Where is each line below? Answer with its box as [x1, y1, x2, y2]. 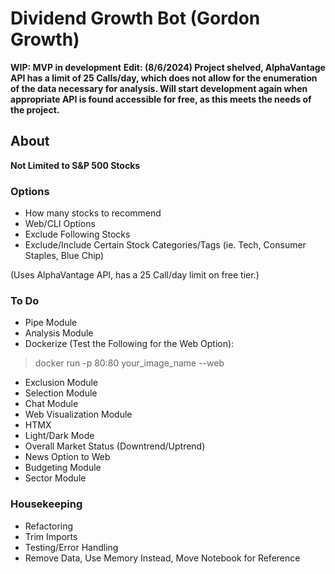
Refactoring [24, 520, 74, 532]
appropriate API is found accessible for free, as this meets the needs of [10, 93, 312, 105]
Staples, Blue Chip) [24, 250, 105, 262]
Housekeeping [10, 497, 83, 511]
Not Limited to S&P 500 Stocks [10, 159, 141, 171]
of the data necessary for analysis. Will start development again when [10, 82, 308, 94]
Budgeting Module [24, 462, 102, 474]
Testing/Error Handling [24, 541, 119, 553]
